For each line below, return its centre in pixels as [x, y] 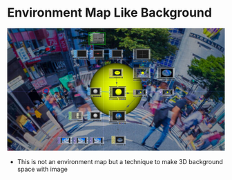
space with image [42, 169]
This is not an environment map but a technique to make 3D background [120, 161]
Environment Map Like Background [110, 13]
